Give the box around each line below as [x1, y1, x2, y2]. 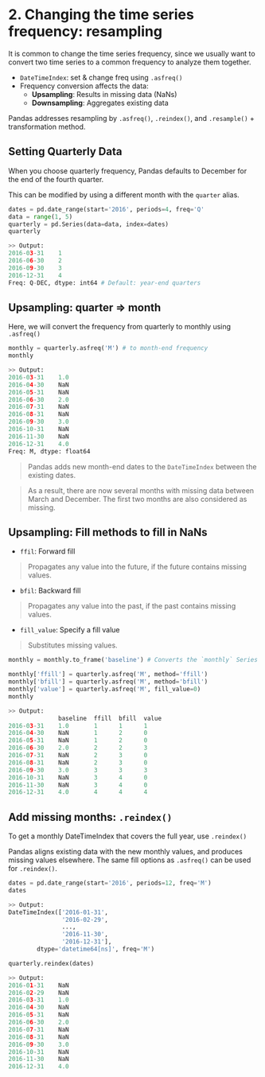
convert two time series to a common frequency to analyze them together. [8, 57, 251, 67]
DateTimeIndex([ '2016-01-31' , [8, 908, 109, 916]
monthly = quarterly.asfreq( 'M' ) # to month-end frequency [8, 344, 208, 352]
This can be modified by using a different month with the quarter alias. [8, 189, 240, 200]
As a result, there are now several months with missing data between [27, 485, 255, 495]
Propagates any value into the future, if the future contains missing [27, 562, 247, 572]
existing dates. [27, 470, 76, 480]
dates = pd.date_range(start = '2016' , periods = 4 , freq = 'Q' [8, 205, 205, 213]
